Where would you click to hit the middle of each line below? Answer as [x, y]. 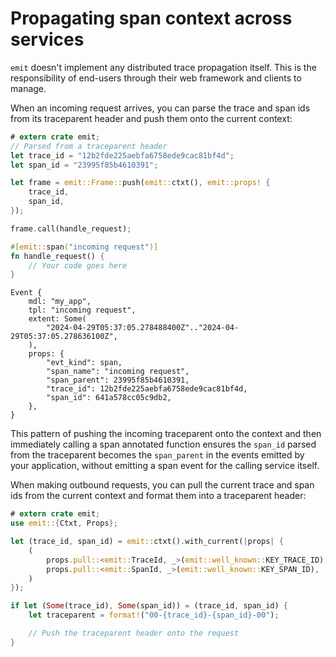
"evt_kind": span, [84, 363]
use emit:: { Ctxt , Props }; [64, 523]
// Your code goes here [78, 265]
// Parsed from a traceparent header [89, 146]
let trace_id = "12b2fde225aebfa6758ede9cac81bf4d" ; [122, 155]
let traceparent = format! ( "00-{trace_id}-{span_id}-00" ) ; [154, 615]
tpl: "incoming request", [82, 310]
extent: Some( [57, 319]
